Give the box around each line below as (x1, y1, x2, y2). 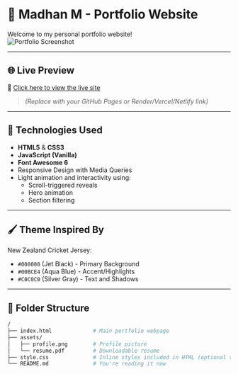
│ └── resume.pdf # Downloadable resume (7, 347, 160, 354)
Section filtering (28, 195, 75, 204)
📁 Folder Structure (7, 302, 90, 314)
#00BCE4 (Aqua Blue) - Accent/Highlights (17, 267, 135, 276)
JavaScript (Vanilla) (17, 150, 78, 159)
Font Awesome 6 (17, 158, 69, 166)
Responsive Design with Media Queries (17, 166, 132, 174)
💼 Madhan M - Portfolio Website (7, 6, 198, 23)
